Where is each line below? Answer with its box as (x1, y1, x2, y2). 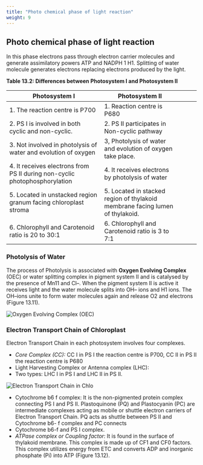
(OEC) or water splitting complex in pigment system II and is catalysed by (6, 273, 189, 280)
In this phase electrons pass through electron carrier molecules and (6, 53, 175, 61)
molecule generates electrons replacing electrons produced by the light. (6, 66, 186, 73)
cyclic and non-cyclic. (9, 127, 73, 136)
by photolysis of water (104, 173, 167, 182)
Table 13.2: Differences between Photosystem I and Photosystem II (6, 77, 178, 85)
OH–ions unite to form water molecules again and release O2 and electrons (6, 292, 193, 300)
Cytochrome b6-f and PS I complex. (14, 426, 105, 433)
